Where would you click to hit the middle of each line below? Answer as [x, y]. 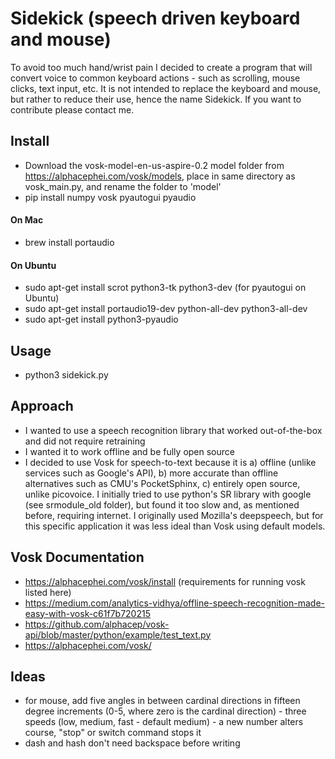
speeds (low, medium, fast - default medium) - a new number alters [164, 722]
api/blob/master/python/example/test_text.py [118, 634]
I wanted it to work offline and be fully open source [129, 451]
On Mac [27, 220]
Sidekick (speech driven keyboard [155, 18]
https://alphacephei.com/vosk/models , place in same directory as [160, 176]
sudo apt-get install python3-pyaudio [101, 319]
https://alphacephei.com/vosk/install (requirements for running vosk [165, 581]
